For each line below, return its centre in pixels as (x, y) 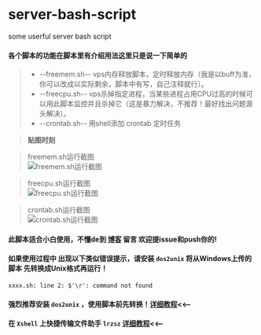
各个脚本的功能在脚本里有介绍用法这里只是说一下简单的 (97, 55)
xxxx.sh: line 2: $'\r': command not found (81, 285)
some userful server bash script (60, 36)
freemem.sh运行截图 (61, 157)
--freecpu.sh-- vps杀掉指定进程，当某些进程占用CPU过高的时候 (142, 94)
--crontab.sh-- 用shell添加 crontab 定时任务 (110, 123)
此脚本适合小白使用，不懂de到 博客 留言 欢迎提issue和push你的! (113, 239)
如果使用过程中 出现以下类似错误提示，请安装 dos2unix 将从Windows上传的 (130, 259)
